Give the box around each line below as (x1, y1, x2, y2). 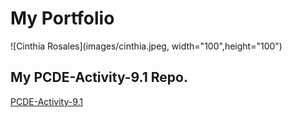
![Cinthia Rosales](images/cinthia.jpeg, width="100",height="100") (10, 40, 283, 52)
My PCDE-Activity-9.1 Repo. (10, 69, 188, 86)
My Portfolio (10, 7, 115, 30)
